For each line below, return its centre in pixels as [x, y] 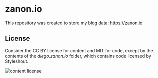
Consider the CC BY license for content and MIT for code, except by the [79, 50]
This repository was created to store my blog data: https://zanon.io [74, 23]
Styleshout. [17, 61]
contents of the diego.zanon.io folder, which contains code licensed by [78, 56]
